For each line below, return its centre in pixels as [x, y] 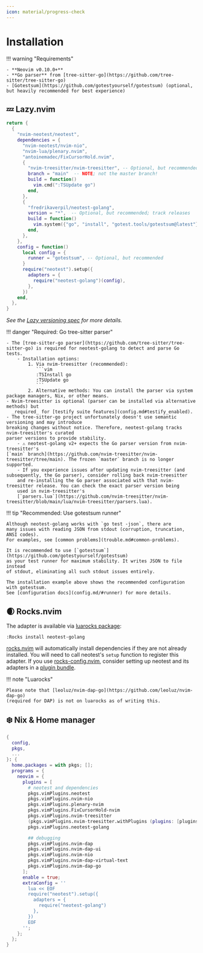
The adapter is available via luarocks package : [64, 626]
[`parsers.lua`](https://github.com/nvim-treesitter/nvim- [93, 496]
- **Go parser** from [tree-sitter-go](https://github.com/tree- [90, 75]
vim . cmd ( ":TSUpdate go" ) [64, 185]
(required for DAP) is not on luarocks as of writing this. [84, 701]
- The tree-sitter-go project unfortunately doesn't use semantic [92, 417]
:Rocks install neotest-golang [46, 637]
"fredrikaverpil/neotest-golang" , [71, 207]
